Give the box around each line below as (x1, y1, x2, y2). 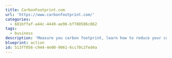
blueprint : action (5, 40, 45, 45)
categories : (5, 17, 31, 22)
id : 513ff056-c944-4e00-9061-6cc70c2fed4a (5, 45, 97, 50)
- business (10, 31, 33, 36)
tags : (5, 26, 17, 31)
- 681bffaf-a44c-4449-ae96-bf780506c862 (10, 21, 97, 27)
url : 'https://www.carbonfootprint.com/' (5, 12, 95, 17)
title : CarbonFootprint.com (5, 7, 66, 13)
